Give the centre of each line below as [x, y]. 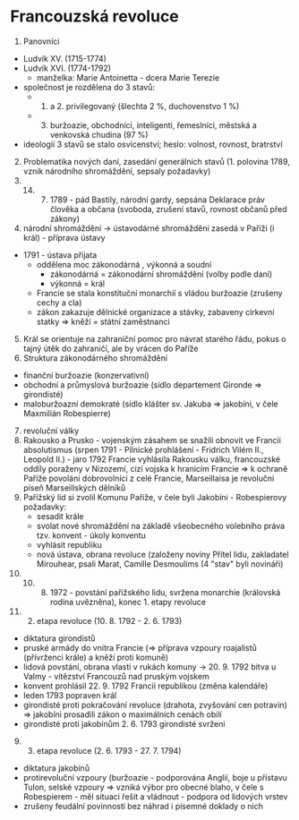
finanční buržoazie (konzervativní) [86, 375]
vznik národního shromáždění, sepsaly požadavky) [117, 171]
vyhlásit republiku [69, 544]
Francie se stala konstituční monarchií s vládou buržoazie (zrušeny [159, 293]
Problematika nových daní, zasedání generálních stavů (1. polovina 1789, [156, 161]
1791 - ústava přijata [60, 255]
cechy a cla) [59, 303]
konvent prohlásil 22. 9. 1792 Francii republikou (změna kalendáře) [145, 686]
